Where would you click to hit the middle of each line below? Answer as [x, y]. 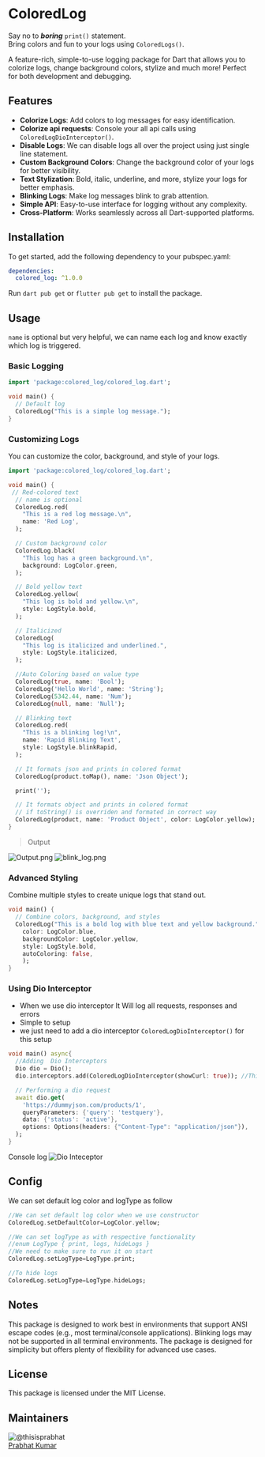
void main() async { [40, 1054]
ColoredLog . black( [46, 550]
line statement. [44, 153]
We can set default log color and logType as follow [90, 1200]
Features [30, 101]
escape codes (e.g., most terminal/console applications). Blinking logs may [130, 1332]
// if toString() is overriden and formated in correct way [116, 812]
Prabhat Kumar [32, 1446]
